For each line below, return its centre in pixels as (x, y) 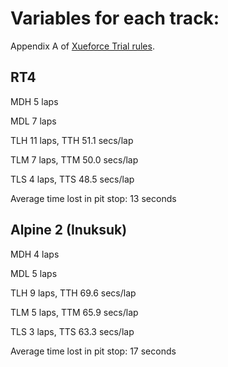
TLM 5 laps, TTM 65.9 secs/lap (74, 312)
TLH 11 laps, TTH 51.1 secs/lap (72, 140)
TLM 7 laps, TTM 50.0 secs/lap (74, 159)
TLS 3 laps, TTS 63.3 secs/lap (72, 331)
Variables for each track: (115, 18)
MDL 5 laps (34, 273)
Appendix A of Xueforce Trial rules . (82, 46)
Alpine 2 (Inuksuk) (69, 230)
